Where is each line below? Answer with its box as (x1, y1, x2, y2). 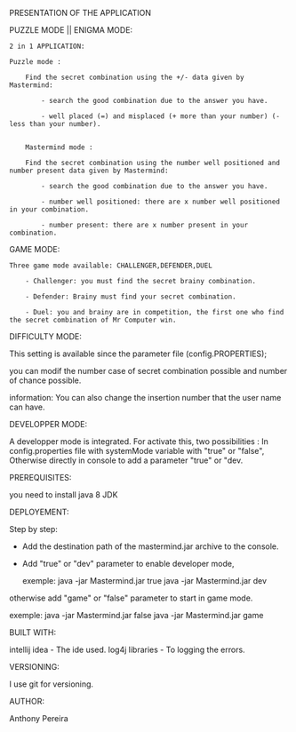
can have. (9, 402, 45, 412)
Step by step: (9, 524, 58, 534)
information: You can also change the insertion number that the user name (9, 393, 282, 402)
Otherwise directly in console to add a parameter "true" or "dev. (9, 455, 244, 465)
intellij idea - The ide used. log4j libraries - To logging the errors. (9, 644, 246, 655)
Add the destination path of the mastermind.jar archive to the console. (21, 541, 279, 552)
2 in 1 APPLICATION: (9, 42, 86, 51)
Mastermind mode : (25, 143, 93, 152)
